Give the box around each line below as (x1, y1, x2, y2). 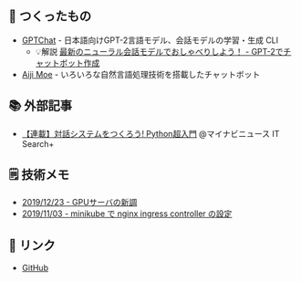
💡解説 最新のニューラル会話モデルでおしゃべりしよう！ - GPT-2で (35, 46, 284, 57)
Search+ (21, 138, 55, 149)
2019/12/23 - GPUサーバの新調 (21, 197, 138, 208)
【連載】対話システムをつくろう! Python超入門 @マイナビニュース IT (21, 128, 280, 139)
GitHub (21, 263, 49, 274)
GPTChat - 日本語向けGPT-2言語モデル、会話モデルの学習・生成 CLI (21, 35, 279, 46)
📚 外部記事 (8, 99, 73, 114)
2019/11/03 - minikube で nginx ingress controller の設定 (21, 208, 233, 219)
